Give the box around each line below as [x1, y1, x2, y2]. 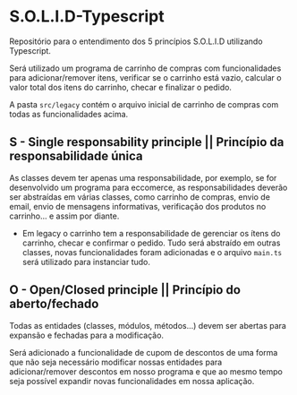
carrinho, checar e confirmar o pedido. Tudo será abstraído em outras [21, 237, 281, 248]
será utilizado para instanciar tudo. [21, 256, 150, 267]
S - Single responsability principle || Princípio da [9, 134, 284, 150]
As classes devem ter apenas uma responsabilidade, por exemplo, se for [9, 172, 277, 183]
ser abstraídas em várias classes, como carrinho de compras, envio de [9, 191, 271, 202]
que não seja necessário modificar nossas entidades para [9, 356, 223, 367]
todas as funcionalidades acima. [9, 108, 129, 119]
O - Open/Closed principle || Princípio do [9, 282, 242, 297]
